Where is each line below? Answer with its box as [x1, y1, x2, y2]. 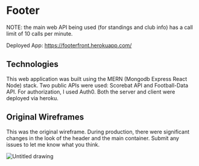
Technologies [6, 59, 59, 69]
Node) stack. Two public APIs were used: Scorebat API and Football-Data [6, 81, 189, 89]
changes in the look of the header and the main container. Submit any [6, 134, 180, 142]
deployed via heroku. [6, 94, 59, 101]
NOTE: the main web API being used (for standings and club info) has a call [6, 24, 193, 31]
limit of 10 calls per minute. [6, 30, 73, 37]
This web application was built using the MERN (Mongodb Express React [6, 75, 188, 82]
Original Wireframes [6, 112, 84, 123]
